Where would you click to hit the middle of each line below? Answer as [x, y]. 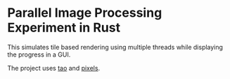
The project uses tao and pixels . [54, 68]
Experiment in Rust [64, 28]
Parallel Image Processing [85, 13]
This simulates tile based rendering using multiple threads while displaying [115, 47]
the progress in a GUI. [39, 55]
